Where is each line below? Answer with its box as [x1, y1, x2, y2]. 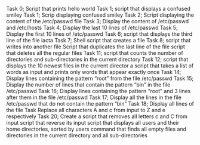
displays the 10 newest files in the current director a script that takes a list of [6, 62, 194, 69]
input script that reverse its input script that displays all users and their [6, 119, 180, 126]
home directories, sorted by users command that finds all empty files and [6, 125, 187, 132]
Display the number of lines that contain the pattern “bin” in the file [6, 81, 171, 88]
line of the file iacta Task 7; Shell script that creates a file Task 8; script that [6, 37, 191, 44]
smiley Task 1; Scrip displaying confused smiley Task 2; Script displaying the [6, 11, 194, 18]
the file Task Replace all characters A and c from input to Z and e [6, 107, 166, 113]
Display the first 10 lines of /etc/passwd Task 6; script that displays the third [6, 30, 193, 38]
